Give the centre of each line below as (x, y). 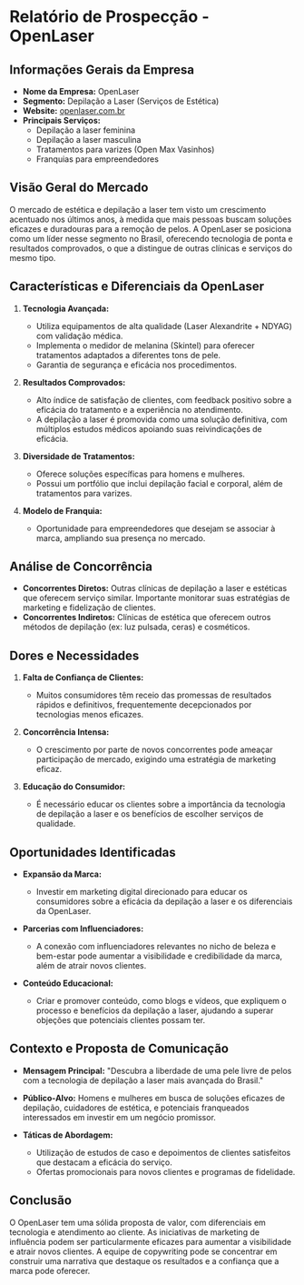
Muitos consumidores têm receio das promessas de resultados (154, 695)
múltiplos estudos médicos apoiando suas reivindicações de (149, 428)
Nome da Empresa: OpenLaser (81, 91)
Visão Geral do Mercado (79, 188)
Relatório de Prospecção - (110, 17)
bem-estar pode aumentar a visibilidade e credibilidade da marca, (159, 956)
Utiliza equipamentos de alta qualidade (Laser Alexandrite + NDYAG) (164, 326)
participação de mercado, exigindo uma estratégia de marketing (156, 759)
